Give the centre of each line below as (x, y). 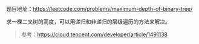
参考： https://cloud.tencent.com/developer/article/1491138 (94, 34)
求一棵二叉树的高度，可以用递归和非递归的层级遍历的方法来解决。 (88, 22)
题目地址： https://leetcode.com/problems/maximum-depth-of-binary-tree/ (99, 9)
